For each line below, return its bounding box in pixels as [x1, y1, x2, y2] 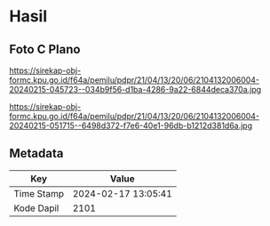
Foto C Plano [9, 42, 81, 57]
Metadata [9, 146, 64, 161]
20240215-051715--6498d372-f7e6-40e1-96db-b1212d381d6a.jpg [9, 120, 253, 131]
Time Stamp [13, 187, 65, 199]
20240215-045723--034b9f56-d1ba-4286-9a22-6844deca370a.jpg [9, 85, 262, 94]
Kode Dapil [13, 202, 60, 214]
